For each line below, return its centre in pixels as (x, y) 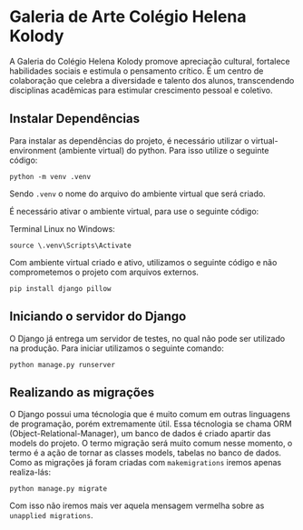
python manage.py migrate (58, 489)
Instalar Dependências (75, 119)
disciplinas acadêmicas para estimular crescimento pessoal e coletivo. (142, 90)
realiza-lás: (30, 472)
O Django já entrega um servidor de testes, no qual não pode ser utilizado (147, 338)
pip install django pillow (60, 288)
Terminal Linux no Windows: (62, 228)
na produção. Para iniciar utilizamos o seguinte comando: (117, 348)
